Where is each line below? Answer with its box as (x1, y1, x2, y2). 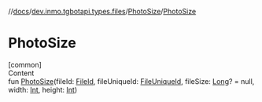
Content (8, 68, 35, 78)
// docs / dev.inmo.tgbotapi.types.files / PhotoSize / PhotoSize (8, 7, 197, 16)
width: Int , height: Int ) (8, 85, 78, 94)
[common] (8, 60, 42, 69)
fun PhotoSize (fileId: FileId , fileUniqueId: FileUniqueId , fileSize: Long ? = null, (8, 76, 255, 86)
